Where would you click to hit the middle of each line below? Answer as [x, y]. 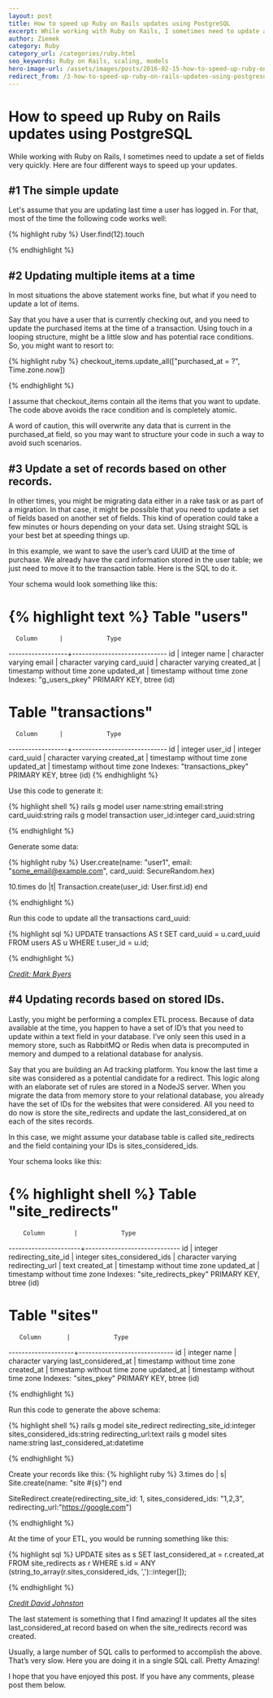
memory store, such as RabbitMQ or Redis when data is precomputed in [129, 1045]
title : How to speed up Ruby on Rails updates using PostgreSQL [119, 24]
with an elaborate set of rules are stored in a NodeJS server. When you [127, 1086]
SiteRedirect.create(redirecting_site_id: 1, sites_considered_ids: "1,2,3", [126, 1498]
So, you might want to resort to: [61, 345]
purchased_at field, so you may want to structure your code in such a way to [136, 435]
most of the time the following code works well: [88, 219]
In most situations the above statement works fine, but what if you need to [133, 295]
